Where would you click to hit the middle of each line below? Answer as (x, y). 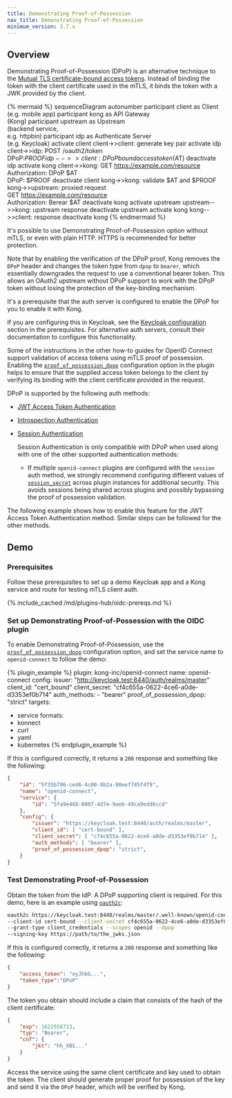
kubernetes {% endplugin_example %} (72, 745)
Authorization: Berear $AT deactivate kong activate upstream (94, 202)
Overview (29, 54)
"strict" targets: (29, 702)
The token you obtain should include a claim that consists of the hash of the (115, 1000)
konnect (29, 723)
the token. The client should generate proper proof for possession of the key (116, 1079)
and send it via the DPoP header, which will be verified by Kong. (96, 1087)
